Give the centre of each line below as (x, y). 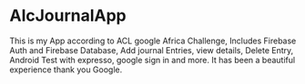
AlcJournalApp (68, 16)
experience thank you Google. (66, 70)
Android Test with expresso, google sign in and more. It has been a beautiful (152, 60)
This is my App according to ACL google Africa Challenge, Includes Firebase (153, 41)
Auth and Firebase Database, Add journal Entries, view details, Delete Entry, (152, 50)
